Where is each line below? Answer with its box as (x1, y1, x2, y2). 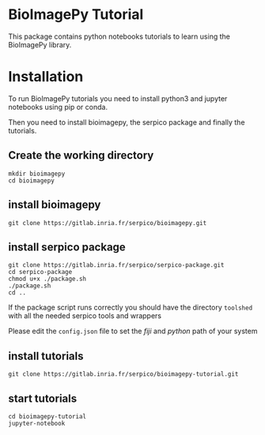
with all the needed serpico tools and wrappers (8, 311, 162, 321)
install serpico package (8, 240, 127, 253)
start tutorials (8, 392, 78, 405)
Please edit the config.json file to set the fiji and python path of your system (8, 326, 258, 336)
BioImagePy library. (8, 39, 72, 49)
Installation (8, 68, 84, 86)
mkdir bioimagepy (8, 170, 66, 178)
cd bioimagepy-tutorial (8, 412, 87, 420)
